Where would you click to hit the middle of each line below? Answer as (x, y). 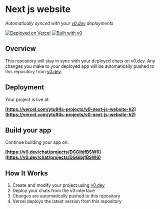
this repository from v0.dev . (34, 71)
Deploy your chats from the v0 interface (53, 191)
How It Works (27, 173)
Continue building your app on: (37, 142)
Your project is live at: (27, 99)
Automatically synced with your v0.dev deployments (59, 23)
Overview (21, 49)
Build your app (28, 130)
